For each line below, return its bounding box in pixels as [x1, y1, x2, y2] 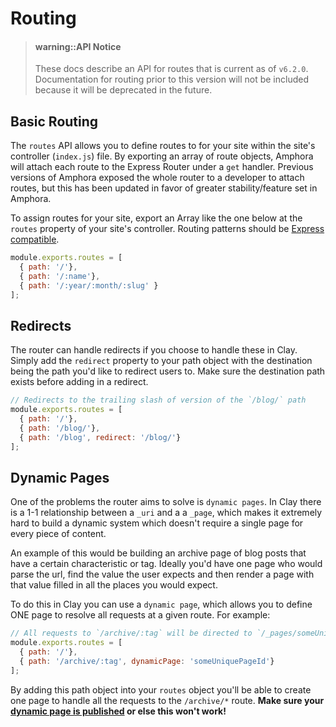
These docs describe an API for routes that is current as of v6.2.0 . [34, 63, 309, 75]
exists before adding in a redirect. [10, 376, 149, 388]
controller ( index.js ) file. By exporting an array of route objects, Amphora [10, 150, 314, 162]
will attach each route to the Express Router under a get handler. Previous [10, 161, 314, 173]
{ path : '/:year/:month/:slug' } [19, 280, 159, 291]
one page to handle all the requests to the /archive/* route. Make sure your [10, 694, 325, 706]
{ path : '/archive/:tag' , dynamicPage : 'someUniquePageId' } [19, 657, 275, 667]
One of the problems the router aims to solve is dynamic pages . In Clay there [10, 496, 322, 508]
